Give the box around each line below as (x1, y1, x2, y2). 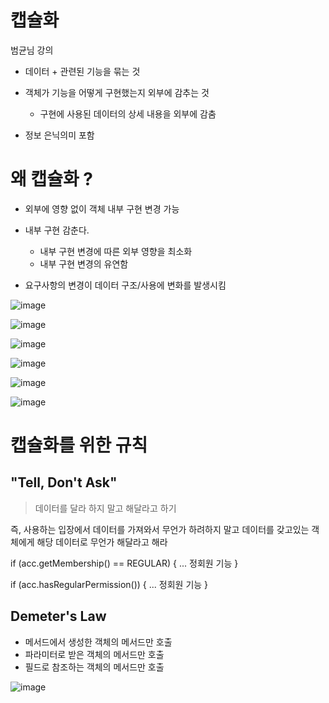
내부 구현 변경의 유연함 (39, 257, 129, 270)
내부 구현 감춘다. (24, 224, 90, 236)
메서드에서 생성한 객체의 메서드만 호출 (24, 636, 173, 648)
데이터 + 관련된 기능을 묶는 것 (24, 65, 141, 77)
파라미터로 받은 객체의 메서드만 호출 (24, 648, 165, 660)
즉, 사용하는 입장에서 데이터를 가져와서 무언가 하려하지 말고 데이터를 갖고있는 (10, 523, 310, 535)
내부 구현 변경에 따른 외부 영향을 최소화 (39, 245, 193, 257)
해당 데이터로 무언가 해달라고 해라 (36, 536, 168, 548)
